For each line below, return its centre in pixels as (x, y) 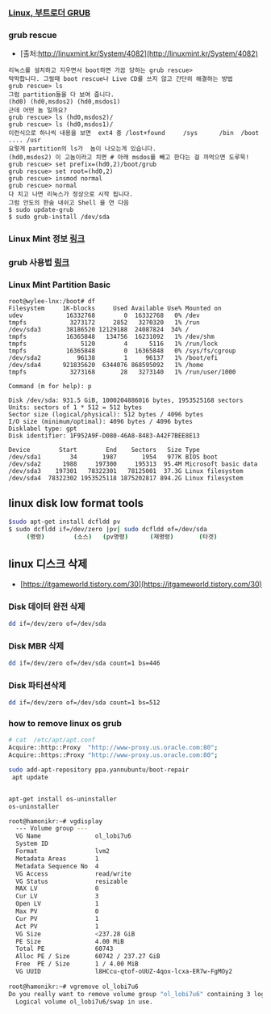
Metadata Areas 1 (57, 859)
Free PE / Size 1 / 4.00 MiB (77, 964)
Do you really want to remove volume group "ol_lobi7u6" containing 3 (129, 994)
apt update (30, 777)
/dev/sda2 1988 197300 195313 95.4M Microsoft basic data (133, 464)
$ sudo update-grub (41, 210)
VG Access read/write (73, 874)
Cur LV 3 (57, 896)
